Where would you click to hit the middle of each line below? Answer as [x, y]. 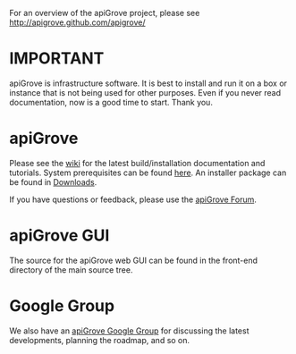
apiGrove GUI [59, 236]
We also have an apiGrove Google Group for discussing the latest [129, 331]
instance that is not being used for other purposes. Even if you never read [145, 92]
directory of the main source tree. [71, 270]
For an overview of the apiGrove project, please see [105, 13]
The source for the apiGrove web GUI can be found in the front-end [133, 260]
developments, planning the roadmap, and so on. [100, 340]
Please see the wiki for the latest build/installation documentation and [137, 163]
